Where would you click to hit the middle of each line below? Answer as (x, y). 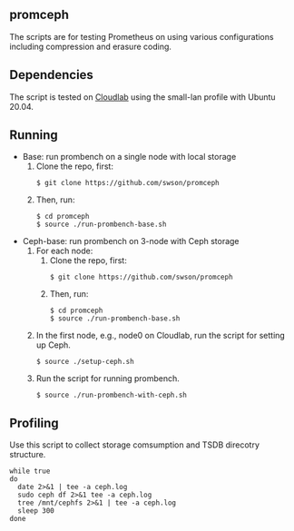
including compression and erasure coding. (91, 46)
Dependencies (51, 75)
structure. (28, 455)
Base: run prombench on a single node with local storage (129, 157)
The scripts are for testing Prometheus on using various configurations (142, 36)
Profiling (34, 423)
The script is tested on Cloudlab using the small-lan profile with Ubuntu (142, 97)
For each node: (64, 251)
